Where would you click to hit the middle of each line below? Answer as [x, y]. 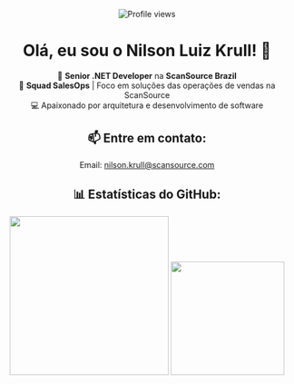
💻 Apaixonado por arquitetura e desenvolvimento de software [147, 105]
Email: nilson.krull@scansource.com [147, 164]
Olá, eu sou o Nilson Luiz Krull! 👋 [147, 51]
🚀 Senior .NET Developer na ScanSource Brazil [147, 75]
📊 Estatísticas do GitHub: [147, 195]
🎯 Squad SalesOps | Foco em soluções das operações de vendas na [147, 85]
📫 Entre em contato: [147, 138]
